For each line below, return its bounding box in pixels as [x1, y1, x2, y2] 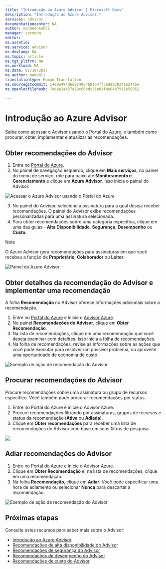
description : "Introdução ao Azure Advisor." [5, 12, 101, 17]
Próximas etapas [5, 514, 58, 522]
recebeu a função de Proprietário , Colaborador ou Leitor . [5, 254, 125, 260]
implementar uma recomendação [5, 286, 111, 295]
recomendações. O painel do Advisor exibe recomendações [12, 208, 136, 214]
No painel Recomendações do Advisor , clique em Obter [12, 320, 129, 326]
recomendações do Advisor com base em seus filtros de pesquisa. [12, 425, 150, 431]
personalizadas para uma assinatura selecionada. [12, 213, 115, 219]
